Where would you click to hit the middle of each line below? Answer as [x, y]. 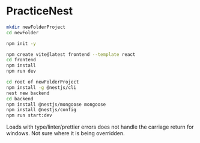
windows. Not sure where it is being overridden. [65, 133]
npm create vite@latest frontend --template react [71, 54]
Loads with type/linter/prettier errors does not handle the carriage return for [100, 127]
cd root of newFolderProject [43, 82]
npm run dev [21, 71]
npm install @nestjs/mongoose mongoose [56, 104]
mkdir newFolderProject [36, 27]
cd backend [20, 99]
